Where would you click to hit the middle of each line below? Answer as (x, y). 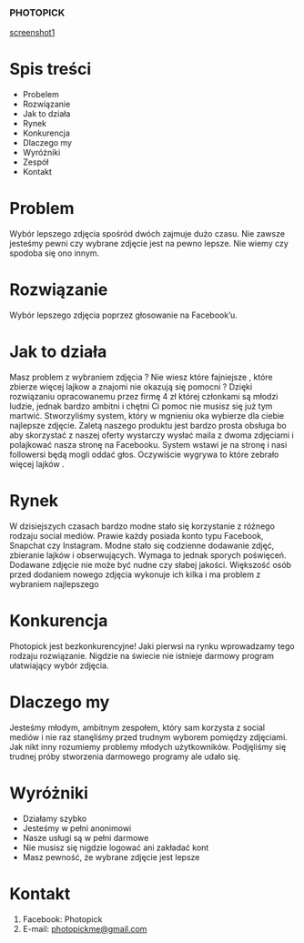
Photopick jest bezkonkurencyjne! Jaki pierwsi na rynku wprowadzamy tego (152, 646)
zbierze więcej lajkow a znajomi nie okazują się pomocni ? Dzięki (131, 387)
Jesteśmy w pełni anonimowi (77, 828)
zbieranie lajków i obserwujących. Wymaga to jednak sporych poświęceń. (148, 555)
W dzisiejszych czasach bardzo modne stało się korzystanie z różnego (142, 526)
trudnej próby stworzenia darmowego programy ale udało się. (125, 756)
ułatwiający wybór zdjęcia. (59, 665)
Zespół (35, 162)
